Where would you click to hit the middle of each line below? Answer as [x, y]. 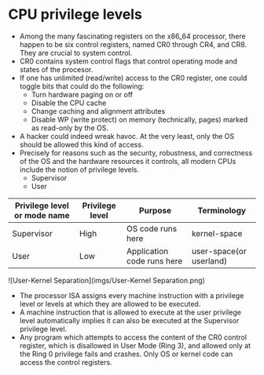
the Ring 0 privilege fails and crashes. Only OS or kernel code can [126, 354]
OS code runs [152, 228]
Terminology [222, 210]
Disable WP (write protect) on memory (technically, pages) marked [139, 119]
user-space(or [219, 251]
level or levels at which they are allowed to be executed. [110, 304]
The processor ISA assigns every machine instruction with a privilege [132, 295]
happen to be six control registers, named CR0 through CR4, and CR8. [133, 44]
